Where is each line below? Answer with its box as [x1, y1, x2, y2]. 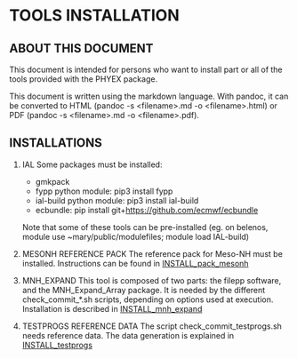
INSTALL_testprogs [21, 339, 93, 350]
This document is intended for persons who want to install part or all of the [9, 64, 283, 75]
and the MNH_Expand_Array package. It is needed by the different [21, 284, 266, 295]
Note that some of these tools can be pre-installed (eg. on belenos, [21, 221, 269, 232]
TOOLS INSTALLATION [9, 5, 180, 26]
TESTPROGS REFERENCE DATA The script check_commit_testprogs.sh [21, 321, 283, 331]
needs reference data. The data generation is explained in [21, 330, 235, 340]
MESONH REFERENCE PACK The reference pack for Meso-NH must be [21, 248, 283, 259]
